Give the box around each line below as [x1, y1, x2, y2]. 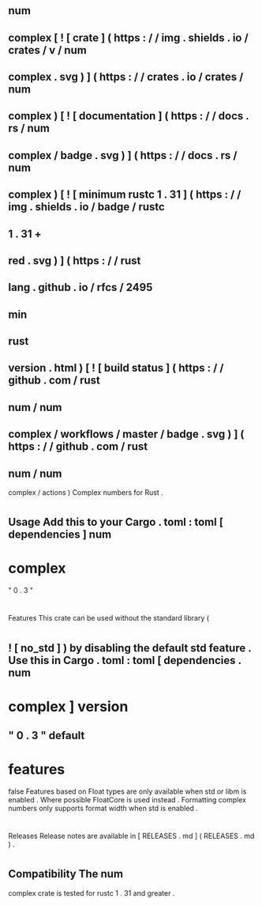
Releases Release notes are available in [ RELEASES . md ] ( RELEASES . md [8, 831, 255, 841]
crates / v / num [8, 43, 87, 57]
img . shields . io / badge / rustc [8, 200, 166, 213]
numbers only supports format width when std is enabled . [8, 803, 199, 814]
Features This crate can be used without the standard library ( [8, 613, 210, 623]
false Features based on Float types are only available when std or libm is [8, 787, 247, 796]
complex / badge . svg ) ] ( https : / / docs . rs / [8, 149, 238, 162]
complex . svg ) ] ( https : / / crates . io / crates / [8, 70, 244, 83]
